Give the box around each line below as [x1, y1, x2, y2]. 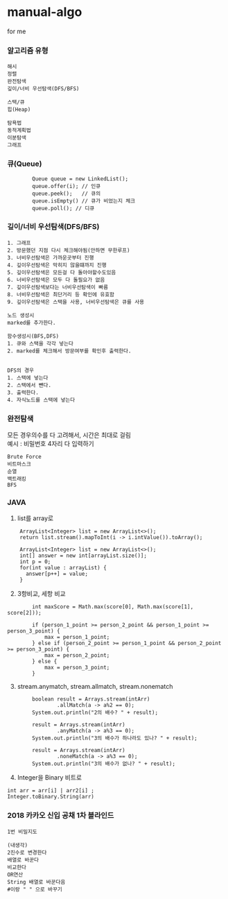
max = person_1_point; [44, 634, 110, 641]
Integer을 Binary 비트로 [17, 773, 82, 782]
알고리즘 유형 [7, 46, 49, 55]
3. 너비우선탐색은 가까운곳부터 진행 [7, 254, 94, 261]
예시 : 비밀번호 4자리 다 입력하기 [7, 440, 95, 448]
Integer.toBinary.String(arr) [7, 794, 95, 800]
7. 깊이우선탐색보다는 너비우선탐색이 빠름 [7, 284, 109, 291]
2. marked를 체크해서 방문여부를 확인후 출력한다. [7, 348, 132, 354]
